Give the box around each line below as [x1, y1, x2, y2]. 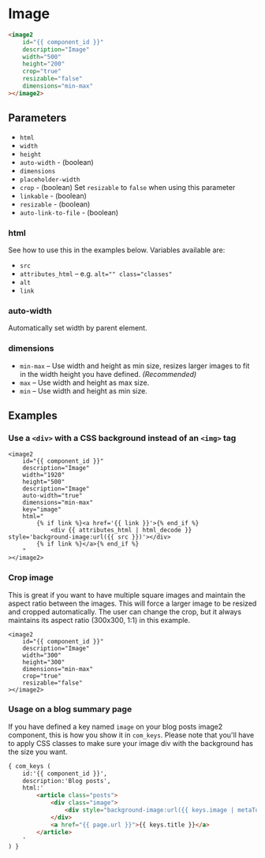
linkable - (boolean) [19, 191, 87, 200]
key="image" [22, 505, 62, 513]
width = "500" [22, 53, 62, 61]
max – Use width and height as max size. [19, 378, 150, 387]
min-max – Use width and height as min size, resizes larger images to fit [19, 360, 250, 371]
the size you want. [8, 747, 68, 756]
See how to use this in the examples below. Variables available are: [8, 245, 226, 255]
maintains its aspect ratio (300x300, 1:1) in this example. [8, 615, 191, 625]
